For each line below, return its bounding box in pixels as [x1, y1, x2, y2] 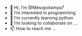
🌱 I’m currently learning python [9, 15, 74, 20]
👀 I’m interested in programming [9, 10, 76, 16]
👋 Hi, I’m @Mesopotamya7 [9, 5, 65, 10]
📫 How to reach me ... [9, 26, 56, 31]
